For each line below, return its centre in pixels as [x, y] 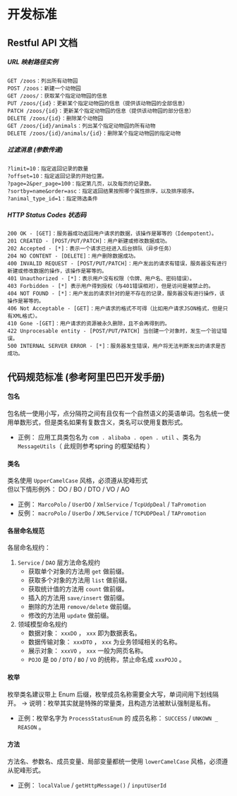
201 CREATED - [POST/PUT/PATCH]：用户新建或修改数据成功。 [89, 241]
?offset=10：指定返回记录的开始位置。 [57, 176]
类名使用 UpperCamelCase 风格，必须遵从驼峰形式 [78, 481]
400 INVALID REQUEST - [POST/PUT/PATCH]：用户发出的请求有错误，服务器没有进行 [117, 264]
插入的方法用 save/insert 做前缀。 [78, 598]
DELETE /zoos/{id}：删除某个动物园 [55, 118]
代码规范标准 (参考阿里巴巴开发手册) [86, 377]
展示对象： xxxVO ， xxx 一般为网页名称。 [87, 651]
